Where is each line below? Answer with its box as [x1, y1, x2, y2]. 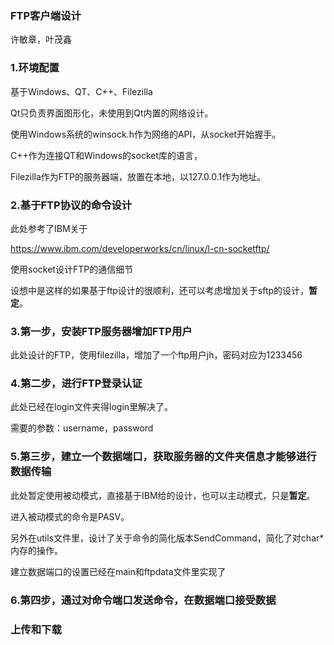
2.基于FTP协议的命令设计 [10, 198, 133, 212]
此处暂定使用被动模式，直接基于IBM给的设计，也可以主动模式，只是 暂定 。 [10, 489, 316, 501]
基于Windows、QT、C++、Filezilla [10, 85, 153, 97]
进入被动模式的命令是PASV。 [10, 510, 130, 522]
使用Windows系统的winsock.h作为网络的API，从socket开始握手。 [10, 128, 282, 140]
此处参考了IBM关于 [10, 222, 88, 234]
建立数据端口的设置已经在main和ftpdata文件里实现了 [10, 565, 227, 577]
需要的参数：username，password [10, 422, 154, 434]
